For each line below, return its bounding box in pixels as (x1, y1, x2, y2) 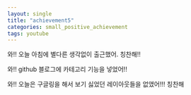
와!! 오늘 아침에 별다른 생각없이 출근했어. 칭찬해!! (7, 50, 141, 58)
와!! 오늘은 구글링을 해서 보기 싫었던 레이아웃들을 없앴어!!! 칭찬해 (7, 80, 185, 89)
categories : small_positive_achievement (7, 23, 129, 30)
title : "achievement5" (7, 17, 74, 24)
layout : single (7, 10, 52, 18)
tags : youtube (7, 30, 50, 37)
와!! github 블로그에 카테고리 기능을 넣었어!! (7, 65, 127, 74)
